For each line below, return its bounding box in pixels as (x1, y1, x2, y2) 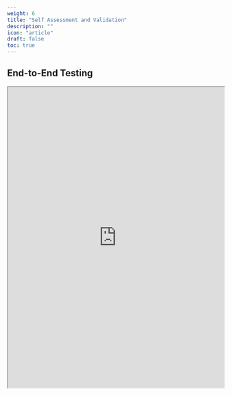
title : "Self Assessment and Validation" (7, 16, 128, 23)
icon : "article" (7, 29, 54, 36)
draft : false (7, 36, 45, 43)
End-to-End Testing (7, 67, 93, 79)
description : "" (7, 23, 54, 30)
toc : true (7, 42, 36, 49)
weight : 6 (7, 10, 36, 17)
